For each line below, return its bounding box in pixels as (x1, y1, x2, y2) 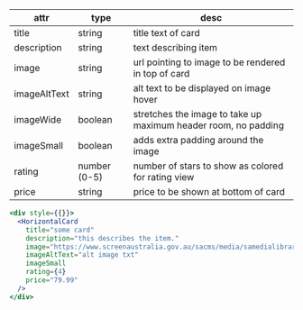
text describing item (133, 41, 218, 53)
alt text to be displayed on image (133, 82, 271, 94)
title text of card (133, 27, 200, 39)
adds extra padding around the (133, 134, 264, 146)
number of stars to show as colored (133, 160, 284, 172)
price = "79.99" (25, 276, 78, 285)
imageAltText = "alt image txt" (25, 251, 140, 260)
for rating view (133, 171, 195, 183)
